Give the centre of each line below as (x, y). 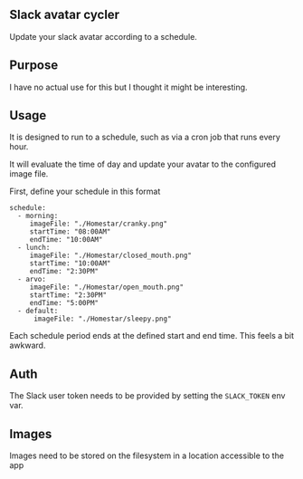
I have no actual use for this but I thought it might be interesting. (128, 87)
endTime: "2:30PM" (64, 272)
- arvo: (32, 280)
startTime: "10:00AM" (70, 263)
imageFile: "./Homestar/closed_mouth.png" (111, 256)
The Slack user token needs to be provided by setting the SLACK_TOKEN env (147, 396)
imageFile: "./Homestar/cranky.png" (99, 224)
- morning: (38, 216)
